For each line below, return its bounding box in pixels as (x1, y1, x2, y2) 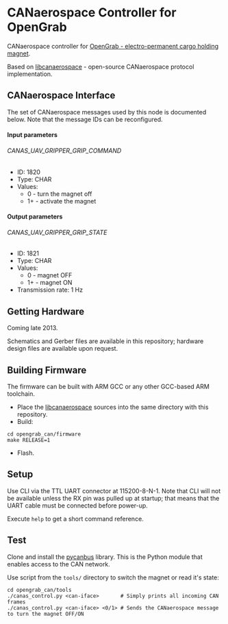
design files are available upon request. (7, 345, 118, 353)
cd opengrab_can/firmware (7, 430, 81, 438)
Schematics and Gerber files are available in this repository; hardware (7, 337, 204, 345)
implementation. (7, 70, 53, 78)
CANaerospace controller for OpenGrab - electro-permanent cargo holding (7, 42, 219, 50)
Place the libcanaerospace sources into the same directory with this (16, 403, 209, 411)
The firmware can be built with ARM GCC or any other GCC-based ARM (7, 382, 210, 390)
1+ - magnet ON (27, 279, 73, 287)
